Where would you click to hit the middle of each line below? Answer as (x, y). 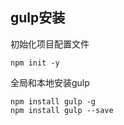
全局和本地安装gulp (50, 82)
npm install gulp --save (62, 110)
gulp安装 (38, 18)
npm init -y (35, 63)
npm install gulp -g (53, 101)
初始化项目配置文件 (50, 44)
